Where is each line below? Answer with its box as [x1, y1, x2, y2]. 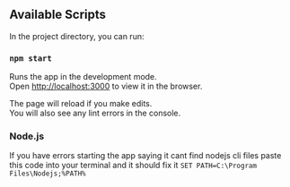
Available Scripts [9, 7, 106, 22]
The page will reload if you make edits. [9, 98, 153, 109]
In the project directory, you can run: [9, 30, 145, 41]
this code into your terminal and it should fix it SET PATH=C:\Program [9, 160, 258, 171]
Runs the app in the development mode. [9, 72, 157, 82]
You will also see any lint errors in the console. [9, 107, 181, 119]
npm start [9, 53, 52, 64]
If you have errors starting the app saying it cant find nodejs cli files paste [9, 150, 282, 161]
